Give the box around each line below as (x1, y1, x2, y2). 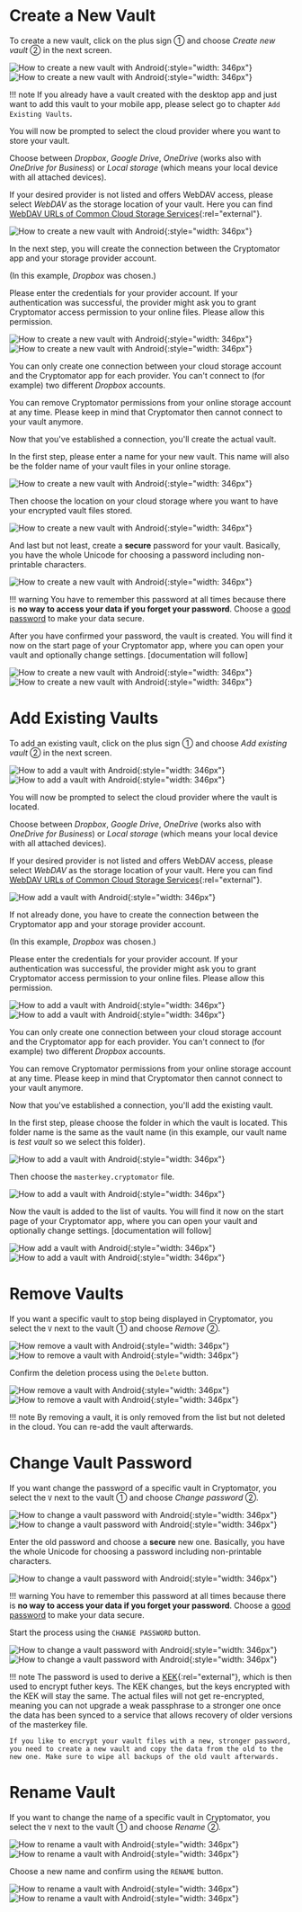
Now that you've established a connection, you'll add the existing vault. (9, 1099, 274, 1111)
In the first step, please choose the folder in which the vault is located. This (9, 1117, 288, 1128)
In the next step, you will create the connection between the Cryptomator (9, 243, 280, 254)
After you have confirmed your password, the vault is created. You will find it (9, 630, 293, 641)
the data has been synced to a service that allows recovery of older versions (9, 1710, 293, 1720)
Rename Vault (9, 1782, 116, 1802)
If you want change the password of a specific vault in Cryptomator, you (9, 1482, 277, 1493)
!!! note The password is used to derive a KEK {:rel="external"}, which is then (9, 1671, 292, 1682)
